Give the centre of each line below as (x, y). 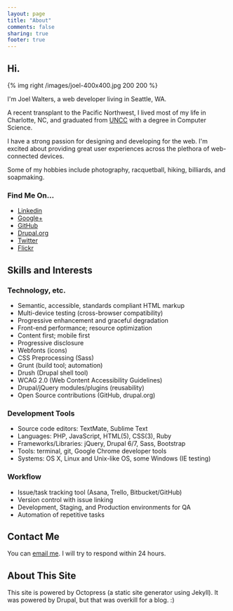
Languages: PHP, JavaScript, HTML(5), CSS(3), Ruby (94, 436)
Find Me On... (31, 195)
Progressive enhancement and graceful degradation (93, 320)
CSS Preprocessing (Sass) (56, 358)
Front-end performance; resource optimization (85, 328)
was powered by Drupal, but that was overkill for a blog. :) (91, 600)
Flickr (25, 248)
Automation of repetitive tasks (61, 515)
